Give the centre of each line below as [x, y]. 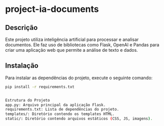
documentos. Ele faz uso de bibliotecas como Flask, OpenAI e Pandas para [82, 45]
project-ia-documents [52, 9]
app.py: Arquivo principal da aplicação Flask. [56, 105]
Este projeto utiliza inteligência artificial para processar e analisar [72, 39]
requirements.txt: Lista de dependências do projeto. [62, 110]
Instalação [22, 66]
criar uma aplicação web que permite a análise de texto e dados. [72, 50]
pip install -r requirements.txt [40, 87]
